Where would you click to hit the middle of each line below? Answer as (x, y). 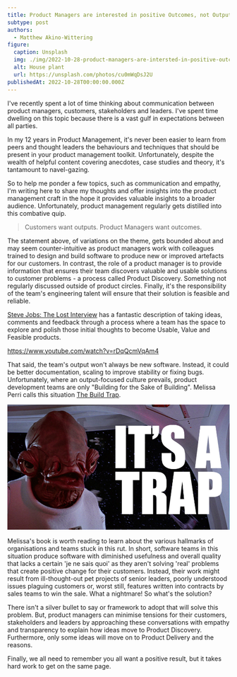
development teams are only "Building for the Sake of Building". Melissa (112, 387)
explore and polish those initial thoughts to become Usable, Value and (109, 330)
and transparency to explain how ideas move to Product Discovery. (105, 630)
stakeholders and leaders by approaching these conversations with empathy (119, 623)
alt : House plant (39, 67)
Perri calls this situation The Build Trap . (64, 394)
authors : (20, 30)
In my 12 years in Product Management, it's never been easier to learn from (117, 139)
